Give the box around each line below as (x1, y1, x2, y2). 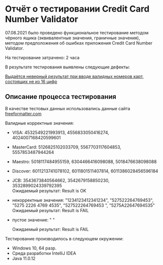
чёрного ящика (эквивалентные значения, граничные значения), (5, 35, 140, 41)
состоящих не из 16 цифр (5, 79, 57, 84)
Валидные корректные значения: (5, 120, 74, 126)
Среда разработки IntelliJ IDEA (12, 250, 76, 256)
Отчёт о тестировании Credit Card (5, 3, 150, 15)
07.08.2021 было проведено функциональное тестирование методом (5, 30, 149, 35)
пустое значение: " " (12, 217, 55, 223)
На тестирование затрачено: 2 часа (5, 54, 80, 60)
